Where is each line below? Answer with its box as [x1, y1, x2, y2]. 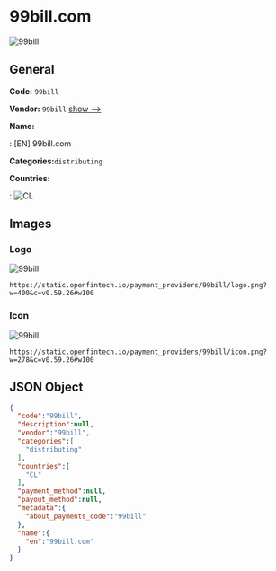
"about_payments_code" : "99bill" [25, 512, 147, 521]
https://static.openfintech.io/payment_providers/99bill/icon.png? [9, 347, 268, 356]
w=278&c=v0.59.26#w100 [9, 355, 94, 365]
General [9, 62, 56, 77]
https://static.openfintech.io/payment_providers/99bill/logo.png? [9, 281, 268, 290]
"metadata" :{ [17, 504, 67, 513]
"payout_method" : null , [17, 496, 102, 505]
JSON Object [9, 380, 84, 395]
